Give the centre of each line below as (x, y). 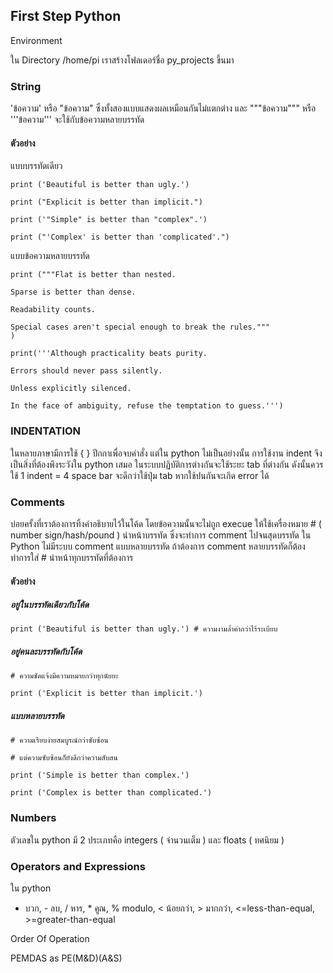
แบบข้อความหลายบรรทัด (50, 256)
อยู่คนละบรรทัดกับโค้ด (46, 651)
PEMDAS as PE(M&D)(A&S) (66, 958)
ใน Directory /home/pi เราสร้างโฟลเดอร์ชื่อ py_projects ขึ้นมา (122, 60)
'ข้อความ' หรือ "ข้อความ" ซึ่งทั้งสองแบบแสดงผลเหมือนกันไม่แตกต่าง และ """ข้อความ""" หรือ (163, 108)
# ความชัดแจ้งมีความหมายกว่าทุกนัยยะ (64, 676)
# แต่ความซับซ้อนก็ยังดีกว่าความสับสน (64, 758)
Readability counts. (53, 310)
